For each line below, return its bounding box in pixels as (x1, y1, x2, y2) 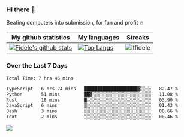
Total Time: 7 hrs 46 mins (6, 75, 74, 81)
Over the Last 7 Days (6, 62, 68, 70)
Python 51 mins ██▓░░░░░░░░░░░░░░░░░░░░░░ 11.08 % (6, 92, 179, 98)
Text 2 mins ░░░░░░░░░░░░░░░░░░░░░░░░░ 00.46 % (6, 114, 179, 120)
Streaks (126, 34, 149, 42)
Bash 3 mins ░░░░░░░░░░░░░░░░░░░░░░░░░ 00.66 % (6, 108, 179, 114)
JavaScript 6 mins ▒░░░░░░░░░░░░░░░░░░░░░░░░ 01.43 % (6, 103, 179, 109)
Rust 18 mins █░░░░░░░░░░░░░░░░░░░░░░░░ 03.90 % (6, 97, 179, 103)
